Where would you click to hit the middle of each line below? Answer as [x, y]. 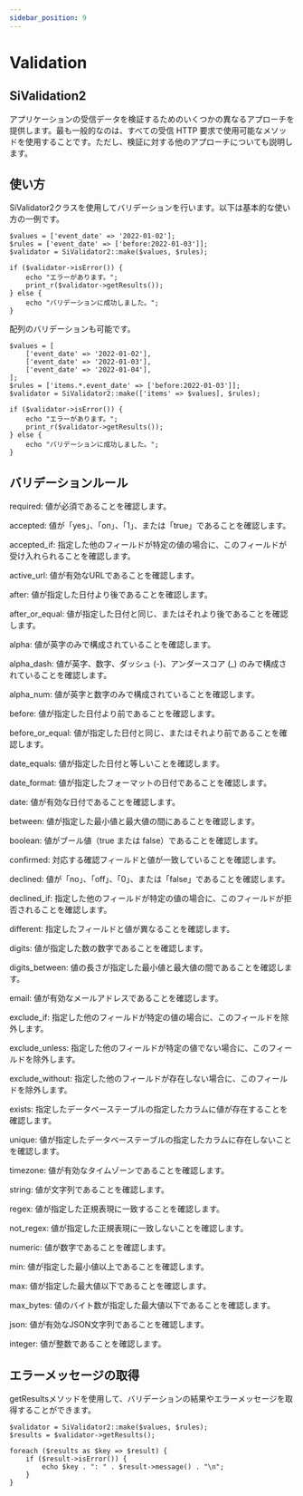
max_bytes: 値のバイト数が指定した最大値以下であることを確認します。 [142, 1306]
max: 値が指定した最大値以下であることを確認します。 [110, 1286]
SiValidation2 [48, 96]
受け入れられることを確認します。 [72, 556]
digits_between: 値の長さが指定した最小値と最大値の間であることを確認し [147, 967]
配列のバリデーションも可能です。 [72, 329]
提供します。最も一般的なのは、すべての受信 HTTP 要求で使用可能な [137, 130]
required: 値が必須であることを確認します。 [90, 506]
